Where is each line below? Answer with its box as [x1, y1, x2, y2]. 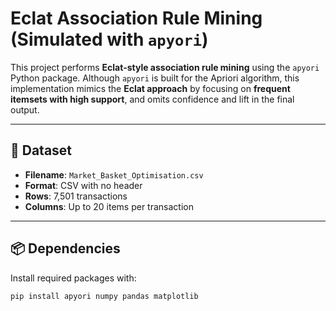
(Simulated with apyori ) [10, 28, 209, 51]
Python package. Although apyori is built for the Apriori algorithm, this [10, 72, 300, 84]
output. [10, 103, 40, 116]
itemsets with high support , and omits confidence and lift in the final [10, 93, 295, 105]
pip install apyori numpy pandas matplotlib [10, 291, 199, 301]
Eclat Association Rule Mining [10, 7, 263, 30]
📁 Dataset [10, 142, 73, 159]
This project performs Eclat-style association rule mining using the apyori [10, 61, 320, 73]
